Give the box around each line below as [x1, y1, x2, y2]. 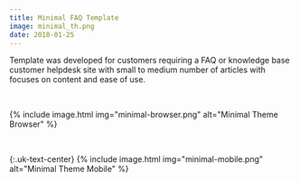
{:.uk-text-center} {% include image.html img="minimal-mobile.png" [9, 154, 264, 165]
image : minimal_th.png [9, 22, 95, 31]
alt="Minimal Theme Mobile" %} [9, 164, 129, 175]
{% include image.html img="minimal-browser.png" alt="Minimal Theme [9, 110, 278, 120]
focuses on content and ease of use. [9, 74, 146, 85]
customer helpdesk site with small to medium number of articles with [9, 64, 266, 75]
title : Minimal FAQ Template [9, 13, 119, 23]
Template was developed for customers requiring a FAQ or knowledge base [9, 55, 291, 66]
